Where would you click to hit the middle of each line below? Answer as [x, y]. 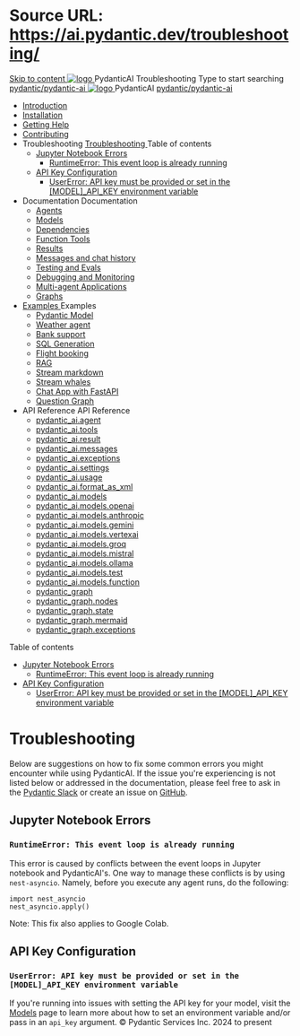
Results [49, 248]
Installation [43, 115]
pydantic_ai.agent [68, 420]
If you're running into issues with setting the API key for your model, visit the [150, 1003]
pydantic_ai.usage [69, 477]
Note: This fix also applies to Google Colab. [89, 923]
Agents [49, 210]
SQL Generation [65, 344]
